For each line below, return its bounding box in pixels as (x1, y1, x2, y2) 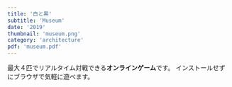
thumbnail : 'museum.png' (7, 30, 81, 37)
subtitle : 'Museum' (7, 17, 65, 24)
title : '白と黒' (7, 10, 53, 18)
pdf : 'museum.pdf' (7, 43, 62, 50)
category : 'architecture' (7, 37, 84, 44)
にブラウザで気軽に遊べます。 (7, 72, 94, 81)
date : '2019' (7, 23, 46, 30)
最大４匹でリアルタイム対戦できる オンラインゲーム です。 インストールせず (7, 64, 226, 71)
